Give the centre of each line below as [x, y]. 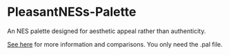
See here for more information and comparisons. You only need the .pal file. [115, 44]
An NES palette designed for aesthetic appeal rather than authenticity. [107, 31]
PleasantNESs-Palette [72, 12]
